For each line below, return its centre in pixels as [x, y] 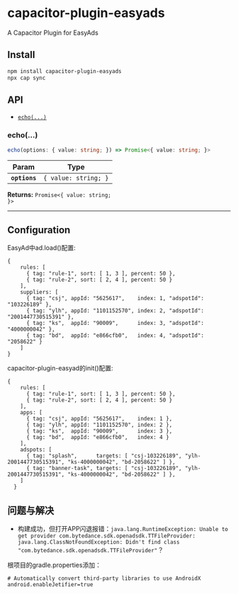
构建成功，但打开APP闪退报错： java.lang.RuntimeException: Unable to [123, 529]
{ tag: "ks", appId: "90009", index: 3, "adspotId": [115, 324]
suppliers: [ [39, 292]
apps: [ [31, 413]
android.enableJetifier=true [50, 585]
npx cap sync [27, 78]
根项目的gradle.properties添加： [54, 565]
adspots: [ [36, 450]
